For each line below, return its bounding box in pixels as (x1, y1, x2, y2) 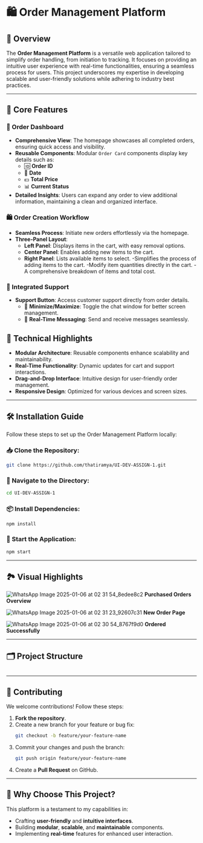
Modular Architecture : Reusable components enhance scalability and (14, 349, 189, 357)
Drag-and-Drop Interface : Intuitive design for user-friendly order (14, 375, 178, 382)
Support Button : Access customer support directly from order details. (14, 296, 190, 304)
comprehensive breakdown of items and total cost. (29, 268, 156, 275)
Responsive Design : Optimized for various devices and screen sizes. (14, 388, 187, 395)
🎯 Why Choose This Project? (6, 789, 116, 800)
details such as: (14, 156, 54, 163)
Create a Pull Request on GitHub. (14, 766, 98, 774)
